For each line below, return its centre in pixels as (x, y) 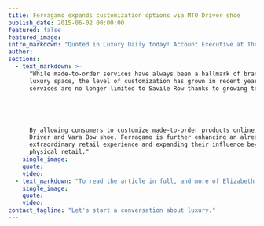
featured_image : (35, 37)
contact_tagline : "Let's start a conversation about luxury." (112, 210)
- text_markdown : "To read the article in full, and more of (117, 181)
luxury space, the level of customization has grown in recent (135, 81)
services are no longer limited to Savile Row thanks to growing (138, 88)
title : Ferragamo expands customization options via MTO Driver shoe (125, 15)
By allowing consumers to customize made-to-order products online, (143, 130)
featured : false (35, 30)
